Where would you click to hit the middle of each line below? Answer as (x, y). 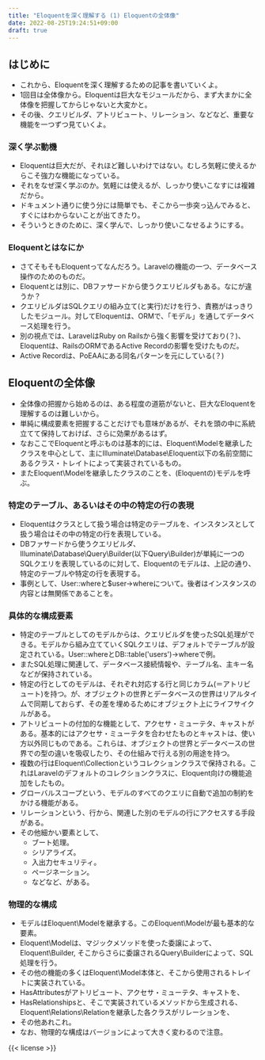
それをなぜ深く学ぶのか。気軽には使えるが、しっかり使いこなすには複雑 (137, 185)
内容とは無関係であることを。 (68, 593)
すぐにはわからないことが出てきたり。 (82, 215)
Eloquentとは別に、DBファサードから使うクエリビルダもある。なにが (132, 286)
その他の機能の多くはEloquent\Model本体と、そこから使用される (125, 973)
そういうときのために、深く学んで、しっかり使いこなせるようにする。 (134, 225)
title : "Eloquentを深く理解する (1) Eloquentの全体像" (94, 15)
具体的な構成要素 (41, 616)
